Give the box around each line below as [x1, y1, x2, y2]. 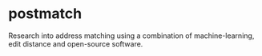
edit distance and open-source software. [8, 39, 143, 48]
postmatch [8, 5, 83, 23]
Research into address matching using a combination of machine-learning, [8, 31, 255, 40]
